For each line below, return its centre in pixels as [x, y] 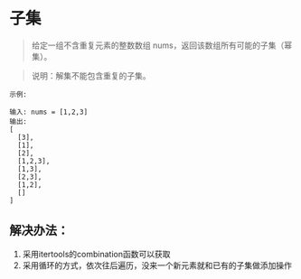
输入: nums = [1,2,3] [49, 112]
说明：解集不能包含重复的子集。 [91, 75]
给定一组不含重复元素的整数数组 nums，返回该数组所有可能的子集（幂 [161, 45]
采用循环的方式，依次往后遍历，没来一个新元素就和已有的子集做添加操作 [157, 265]
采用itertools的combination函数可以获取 [96, 254]
